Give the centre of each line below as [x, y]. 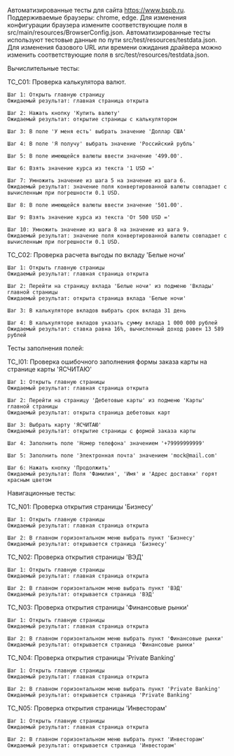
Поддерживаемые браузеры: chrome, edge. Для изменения [97, 18]
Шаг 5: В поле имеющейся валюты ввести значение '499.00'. [95, 156]
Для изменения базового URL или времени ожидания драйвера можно [115, 47]
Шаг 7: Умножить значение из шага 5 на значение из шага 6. [97, 181]
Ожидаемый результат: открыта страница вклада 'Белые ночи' [97, 298]
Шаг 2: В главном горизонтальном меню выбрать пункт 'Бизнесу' [102, 538]
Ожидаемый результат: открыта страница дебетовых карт [89, 413]
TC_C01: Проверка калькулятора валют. [67, 82]
